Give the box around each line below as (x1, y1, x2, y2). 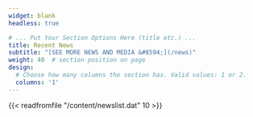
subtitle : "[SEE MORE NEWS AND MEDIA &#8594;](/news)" (8, 49, 197, 57)
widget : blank (8, 11, 56, 20)
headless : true (8, 19, 60, 27)
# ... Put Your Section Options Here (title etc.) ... (8, 34, 197, 42)
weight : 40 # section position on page (8, 56, 147, 64)
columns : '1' (15, 78, 60, 87)
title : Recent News (8, 41, 74, 49)
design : (8, 63, 35, 72)
